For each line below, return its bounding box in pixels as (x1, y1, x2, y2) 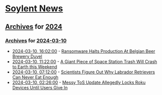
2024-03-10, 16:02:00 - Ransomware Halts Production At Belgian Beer (12, 48, 156, 54)
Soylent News (5, 3, 63, 14)
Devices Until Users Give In (12, 84, 68, 91)
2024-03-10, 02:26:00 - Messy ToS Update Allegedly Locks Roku (12, 79, 146, 85)
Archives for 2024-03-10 (5, 37, 67, 44)
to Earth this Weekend (12, 64, 58, 70)
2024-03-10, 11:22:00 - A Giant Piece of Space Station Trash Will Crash (12, 58, 158, 64)
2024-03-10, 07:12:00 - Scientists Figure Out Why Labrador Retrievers (12, 69, 155, 75)
